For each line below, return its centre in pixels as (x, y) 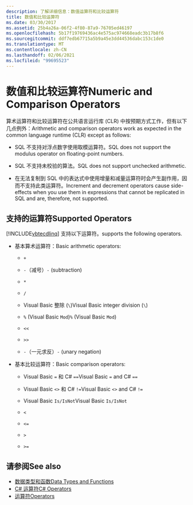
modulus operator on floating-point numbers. (69, 154)
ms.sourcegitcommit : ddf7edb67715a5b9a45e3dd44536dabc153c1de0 (85, 39)
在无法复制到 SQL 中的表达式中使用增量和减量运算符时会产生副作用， (98, 178)
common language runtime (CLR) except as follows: (69, 135)
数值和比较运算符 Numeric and (79, 91)
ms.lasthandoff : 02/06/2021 (40, 55)
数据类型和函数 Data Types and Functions (64, 482)
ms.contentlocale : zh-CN (36, 50)
